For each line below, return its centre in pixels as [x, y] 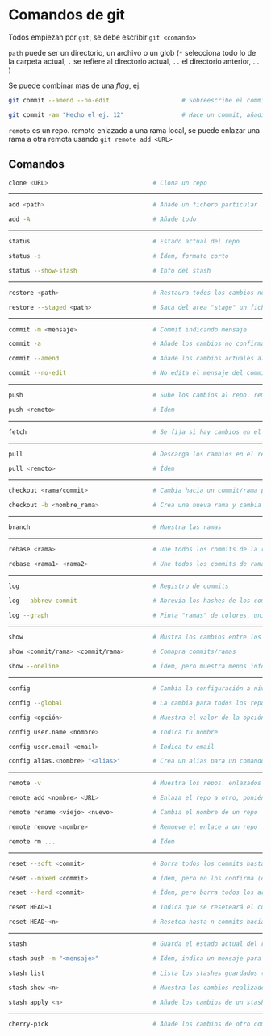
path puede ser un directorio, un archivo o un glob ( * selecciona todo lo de [132, 52]
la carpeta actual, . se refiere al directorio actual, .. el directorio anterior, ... [134, 61]
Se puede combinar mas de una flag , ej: [75, 85]
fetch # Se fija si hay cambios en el [135, 432]
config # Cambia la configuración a [129, 689]
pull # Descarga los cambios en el [131, 454]
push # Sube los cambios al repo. [129, 395]
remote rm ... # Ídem [92, 841]
